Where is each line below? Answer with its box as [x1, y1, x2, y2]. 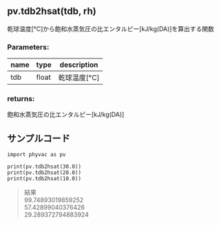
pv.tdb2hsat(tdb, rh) [7, 6, 96, 17]
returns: [7, 94, 35, 104]
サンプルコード [7, 132, 70, 144]
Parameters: [7, 42, 50, 52]
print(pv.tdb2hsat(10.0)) [7, 175, 81, 182]
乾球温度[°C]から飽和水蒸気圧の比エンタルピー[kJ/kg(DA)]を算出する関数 [7, 24, 215, 33]
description [59, 60, 98, 69]
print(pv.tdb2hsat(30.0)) [7, 163, 81, 171]
